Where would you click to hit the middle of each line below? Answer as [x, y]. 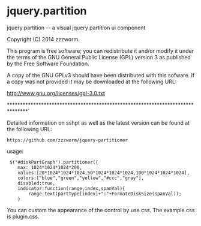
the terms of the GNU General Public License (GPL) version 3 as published [99, 57]
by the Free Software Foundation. [48, 64]
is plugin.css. [23, 216]
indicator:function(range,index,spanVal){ [71, 188]
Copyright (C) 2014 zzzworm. [43, 39]
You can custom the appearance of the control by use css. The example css [101, 210]
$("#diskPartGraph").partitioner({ [54, 162]
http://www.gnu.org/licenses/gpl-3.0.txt [56, 93]
